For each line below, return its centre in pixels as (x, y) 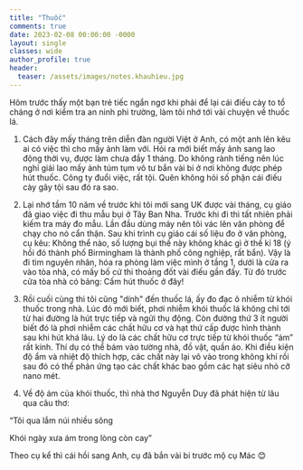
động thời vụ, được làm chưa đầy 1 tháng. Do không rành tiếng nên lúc (153, 158)
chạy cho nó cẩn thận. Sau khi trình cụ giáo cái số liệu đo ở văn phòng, (154, 233)
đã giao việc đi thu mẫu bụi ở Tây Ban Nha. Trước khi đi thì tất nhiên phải (157, 214)
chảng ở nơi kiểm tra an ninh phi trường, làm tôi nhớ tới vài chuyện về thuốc (150, 112)
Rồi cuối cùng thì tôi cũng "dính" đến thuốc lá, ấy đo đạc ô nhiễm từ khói (157, 298)
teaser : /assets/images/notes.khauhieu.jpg (100, 77)
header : (24, 69)
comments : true (38, 26)
